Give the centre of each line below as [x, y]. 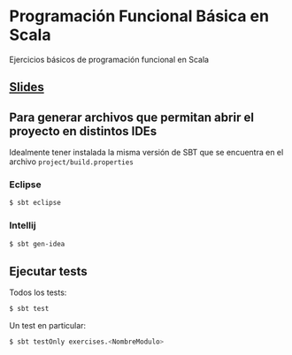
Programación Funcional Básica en [139, 16]
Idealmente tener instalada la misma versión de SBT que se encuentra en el [146, 153]
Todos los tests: [38, 292]
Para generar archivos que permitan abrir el [132, 117]
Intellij [23, 225]
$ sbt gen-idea [37, 244]
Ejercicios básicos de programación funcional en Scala [109, 59]
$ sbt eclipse [35, 203]
